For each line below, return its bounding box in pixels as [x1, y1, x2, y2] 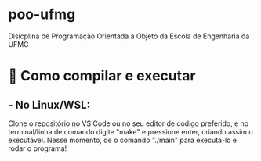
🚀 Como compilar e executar [8, 67, 196, 85]
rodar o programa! [8, 143, 67, 153]
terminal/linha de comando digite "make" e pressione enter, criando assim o [8, 127, 253, 136]
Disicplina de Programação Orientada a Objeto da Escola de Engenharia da [8, 31, 250, 41]
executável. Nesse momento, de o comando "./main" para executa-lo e [8, 135, 237, 145]
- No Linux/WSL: [8, 98, 91, 111]
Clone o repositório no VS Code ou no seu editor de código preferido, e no [8, 119, 249, 128]
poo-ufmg [8, 5, 76, 23]
